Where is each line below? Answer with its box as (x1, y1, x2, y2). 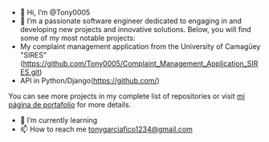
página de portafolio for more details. (8, 100, 132, 109)
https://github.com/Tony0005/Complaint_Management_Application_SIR (22, 59, 259, 68)
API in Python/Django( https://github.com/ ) (19, 76, 161, 85)
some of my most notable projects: (19, 33, 136, 43)
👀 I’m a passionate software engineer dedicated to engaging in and (19, 16, 243, 26)
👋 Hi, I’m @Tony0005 (19, 8, 91, 17)
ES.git (19, 67, 40, 76)
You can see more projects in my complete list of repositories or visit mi (8, 91, 245, 100)
